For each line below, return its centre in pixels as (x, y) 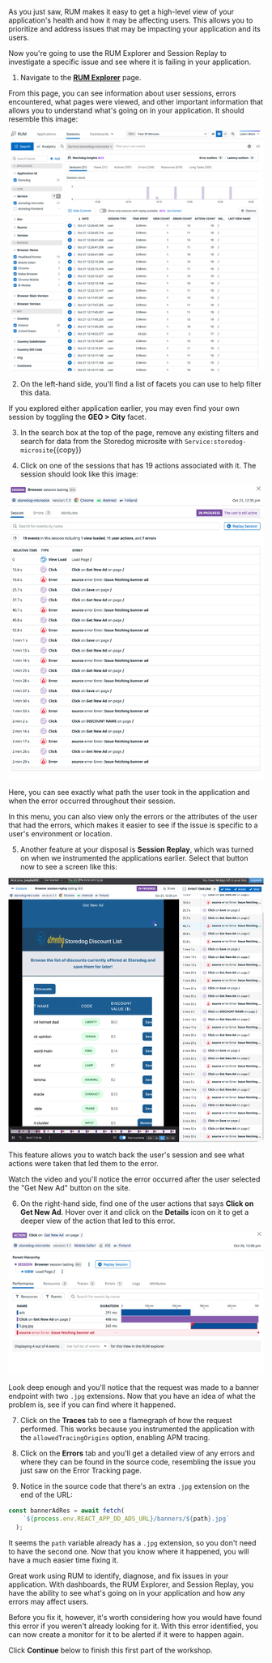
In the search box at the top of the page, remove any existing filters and (139, 433)
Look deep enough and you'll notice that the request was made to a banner (134, 1387)
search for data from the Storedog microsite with (102, 442)
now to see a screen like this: (68, 867)
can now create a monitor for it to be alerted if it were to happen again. (126, 1635)
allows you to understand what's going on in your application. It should (126, 110)
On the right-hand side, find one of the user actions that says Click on (137, 1203)
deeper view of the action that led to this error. (98, 1221)
